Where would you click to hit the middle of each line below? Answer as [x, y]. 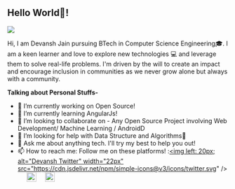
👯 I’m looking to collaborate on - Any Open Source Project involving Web [122, 120]
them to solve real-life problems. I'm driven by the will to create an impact [114, 64]
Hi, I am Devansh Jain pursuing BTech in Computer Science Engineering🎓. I [117, 43]
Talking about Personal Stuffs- [53, 92]
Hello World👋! [38, 13]
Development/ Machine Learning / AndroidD [81, 128]
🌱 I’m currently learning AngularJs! [67, 113]
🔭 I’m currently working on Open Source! [76, 106]
